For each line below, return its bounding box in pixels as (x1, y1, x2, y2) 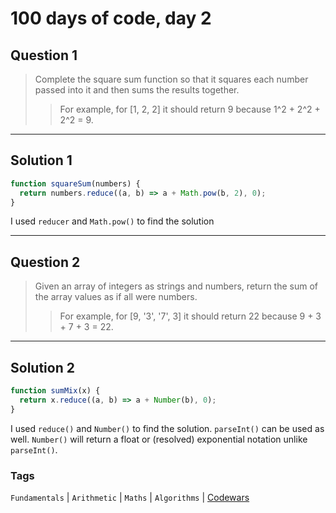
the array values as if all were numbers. (34, 291, 198, 303)
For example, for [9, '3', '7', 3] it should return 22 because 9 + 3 (59, 310, 322, 322)
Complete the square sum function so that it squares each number (34, 73, 309, 85)
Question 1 (10, 47, 78, 64)
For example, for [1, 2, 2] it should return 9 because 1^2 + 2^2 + (59, 103, 321, 115)
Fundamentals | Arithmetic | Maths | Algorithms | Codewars (10, 491, 250, 503)
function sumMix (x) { (10, 386, 101, 396)
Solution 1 (10, 152, 73, 169)
